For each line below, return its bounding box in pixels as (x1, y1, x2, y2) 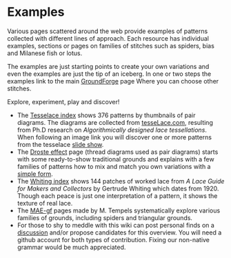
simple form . (17, 170, 53, 178)
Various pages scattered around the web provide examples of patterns (7, 27, 208, 35)
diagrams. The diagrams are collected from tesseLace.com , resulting (17, 118, 214, 126)
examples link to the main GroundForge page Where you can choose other (7, 77, 219, 85)
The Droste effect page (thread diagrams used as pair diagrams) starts (17, 148, 219, 156)
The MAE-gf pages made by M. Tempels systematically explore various (17, 206, 221, 215)
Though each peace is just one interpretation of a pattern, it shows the (17, 191, 218, 200)
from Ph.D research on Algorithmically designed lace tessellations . (17, 126, 207, 134)
